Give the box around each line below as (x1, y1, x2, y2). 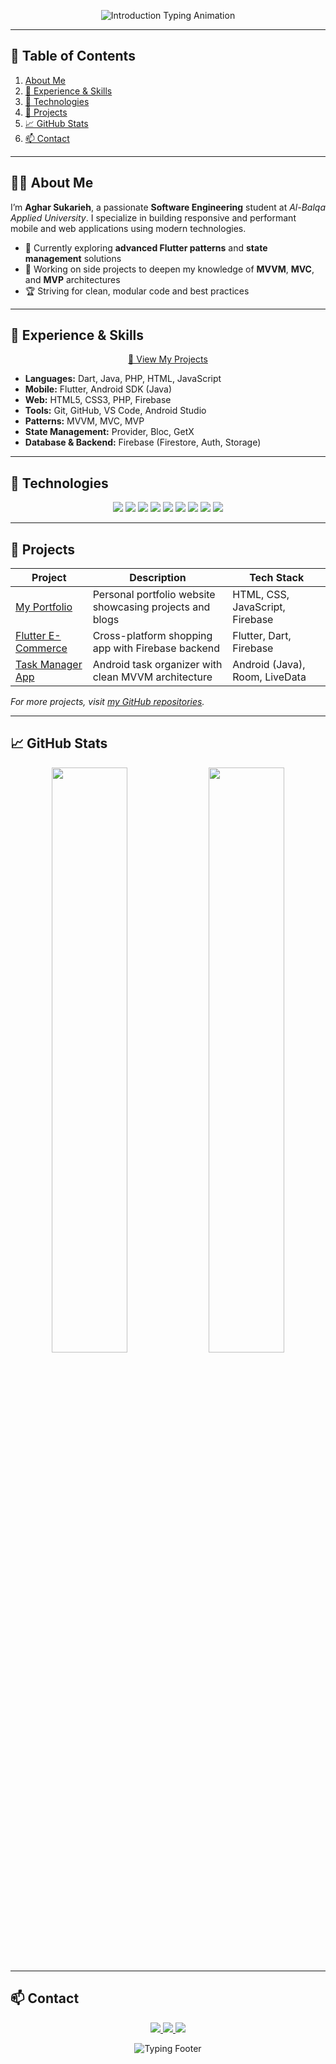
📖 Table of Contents (10, 48, 136, 65)
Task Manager (15, 658, 83, 672)
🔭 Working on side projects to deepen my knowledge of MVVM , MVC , (24, 263, 315, 275)
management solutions (24, 252, 122, 264)
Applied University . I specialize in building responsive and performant (10, 211, 297, 224)
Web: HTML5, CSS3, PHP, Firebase (24, 394, 172, 406)
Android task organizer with (92, 658, 223, 672)
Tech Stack (249, 571, 305, 585)
